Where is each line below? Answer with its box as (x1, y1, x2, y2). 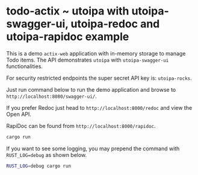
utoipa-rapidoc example (6, 30, 129, 43)
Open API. (6, 110, 32, 118)
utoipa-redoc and (70, 17, 160, 31)
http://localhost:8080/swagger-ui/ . (6, 92, 97, 100)
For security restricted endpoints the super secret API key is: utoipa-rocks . (6, 74, 192, 81)
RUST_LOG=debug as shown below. (6, 151, 87, 158)
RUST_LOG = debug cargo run (6, 163, 71, 169)
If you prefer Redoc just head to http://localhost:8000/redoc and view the (6, 104, 193, 111)
